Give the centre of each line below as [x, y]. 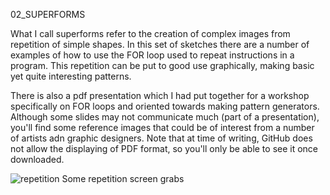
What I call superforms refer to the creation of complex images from [150, 33]
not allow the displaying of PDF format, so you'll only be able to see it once [164, 148]
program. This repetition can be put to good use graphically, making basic [162, 65]
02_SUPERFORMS [48, 14]
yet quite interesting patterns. [71, 76]
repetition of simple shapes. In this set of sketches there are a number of [160, 44]
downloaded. [37, 159]
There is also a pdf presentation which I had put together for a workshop [160, 95]
